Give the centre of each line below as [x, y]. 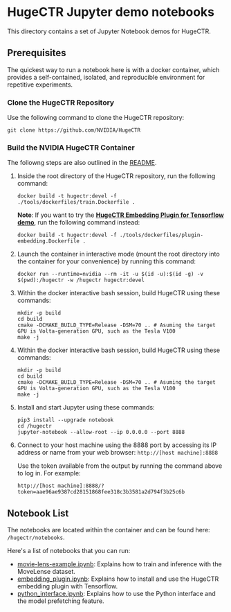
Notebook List [38, 513]
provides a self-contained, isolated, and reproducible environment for [106, 77]
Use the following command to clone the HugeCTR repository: [96, 118]
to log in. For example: [49, 473]
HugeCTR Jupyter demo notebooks [111, 12]
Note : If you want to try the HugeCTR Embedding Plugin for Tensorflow [121, 215]
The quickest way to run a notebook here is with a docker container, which [113, 69]
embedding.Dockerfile [48, 241]
